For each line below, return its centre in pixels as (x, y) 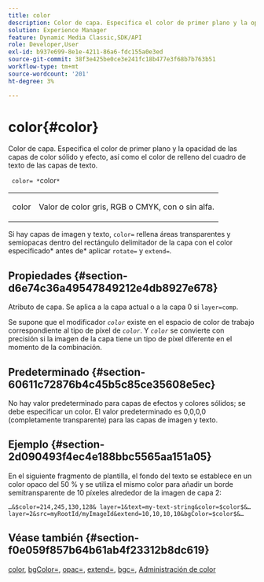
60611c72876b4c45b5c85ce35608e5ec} (112, 384)
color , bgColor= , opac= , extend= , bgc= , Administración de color (112, 569)
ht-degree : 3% (31, 81)
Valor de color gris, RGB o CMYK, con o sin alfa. (126, 207)
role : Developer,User (44, 45)
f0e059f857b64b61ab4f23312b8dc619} (109, 550)
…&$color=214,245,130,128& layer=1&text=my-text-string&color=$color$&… (130, 507)
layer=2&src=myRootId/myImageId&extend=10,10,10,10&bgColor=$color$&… (126, 514)
